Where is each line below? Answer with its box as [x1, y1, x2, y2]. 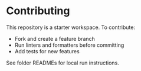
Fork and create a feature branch [14, 35, 96, 42]
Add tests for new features [14, 47, 80, 54]
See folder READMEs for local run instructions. [6, 59, 119, 66]
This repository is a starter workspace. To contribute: [6, 24, 136, 31]
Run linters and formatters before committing [14, 41, 124, 49]
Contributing [6, 4, 70, 18]
